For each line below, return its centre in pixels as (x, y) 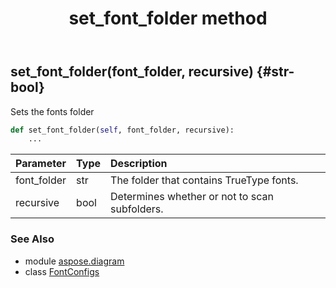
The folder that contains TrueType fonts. (204, 180)
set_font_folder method (168, 18)
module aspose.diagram (74, 261)
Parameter (41, 164)
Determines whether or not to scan (192, 197)
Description (139, 164)
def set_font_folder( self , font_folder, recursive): (122, 130)
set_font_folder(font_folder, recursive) (132, 72)
